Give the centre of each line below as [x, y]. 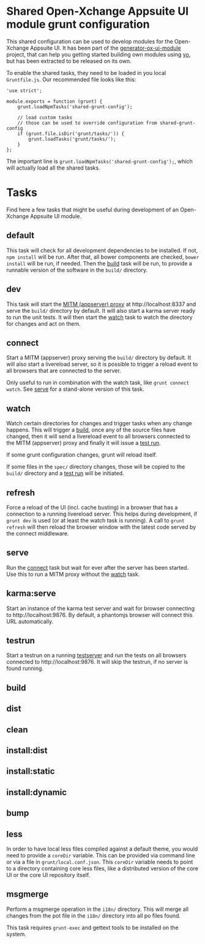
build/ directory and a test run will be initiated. [65, 473]
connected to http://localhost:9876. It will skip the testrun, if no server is [97, 662]
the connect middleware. [38, 533]
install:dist [27, 750]
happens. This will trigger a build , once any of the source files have [91, 430]
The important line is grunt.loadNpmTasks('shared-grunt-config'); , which [99, 161]
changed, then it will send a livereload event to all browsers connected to [99, 436]
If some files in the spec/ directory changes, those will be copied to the [96, 467]
